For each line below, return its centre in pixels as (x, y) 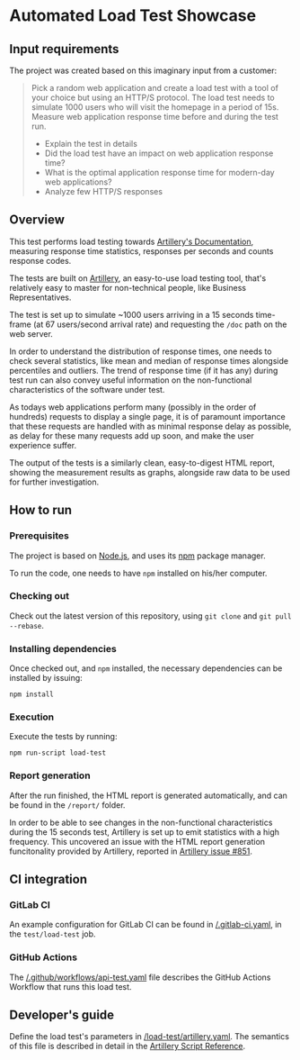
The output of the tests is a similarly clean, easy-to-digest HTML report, (142, 462)
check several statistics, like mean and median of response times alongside (149, 360)
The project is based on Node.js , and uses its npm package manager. (138, 556)
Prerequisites (39, 536)
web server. (31, 333)
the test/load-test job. (53, 934)
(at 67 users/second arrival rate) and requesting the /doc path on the (160, 324)
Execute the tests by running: (63, 737)
